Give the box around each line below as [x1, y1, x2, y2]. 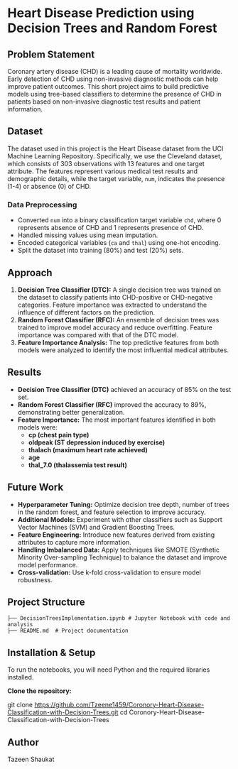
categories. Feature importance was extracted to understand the [17, 300, 207, 309]
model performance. [17, 560, 78, 569]
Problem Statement [7, 48, 95, 60]
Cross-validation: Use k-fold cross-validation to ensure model [17, 568, 201, 577]
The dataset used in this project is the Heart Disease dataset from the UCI [7, 144, 224, 153]
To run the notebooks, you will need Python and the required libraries [7, 665, 210, 674]
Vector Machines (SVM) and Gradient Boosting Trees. [17, 523, 175, 531]
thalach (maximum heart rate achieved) [28, 445, 148, 454]
